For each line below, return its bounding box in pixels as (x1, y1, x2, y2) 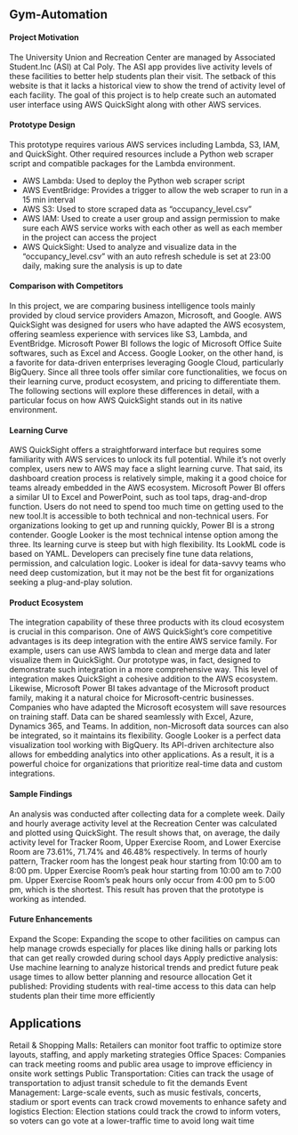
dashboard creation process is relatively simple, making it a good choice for (9, 473, 287, 484)
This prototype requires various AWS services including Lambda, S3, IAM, (9, 139, 280, 149)
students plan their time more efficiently (9, 990, 156, 1001)
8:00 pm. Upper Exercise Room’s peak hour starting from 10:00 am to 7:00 (9, 865, 282, 875)
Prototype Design (9, 119, 76, 130)
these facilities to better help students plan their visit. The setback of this (9, 70, 277, 81)
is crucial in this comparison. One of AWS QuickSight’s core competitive (9, 626, 273, 637)
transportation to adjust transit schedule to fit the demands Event (9, 1077, 248, 1088)
